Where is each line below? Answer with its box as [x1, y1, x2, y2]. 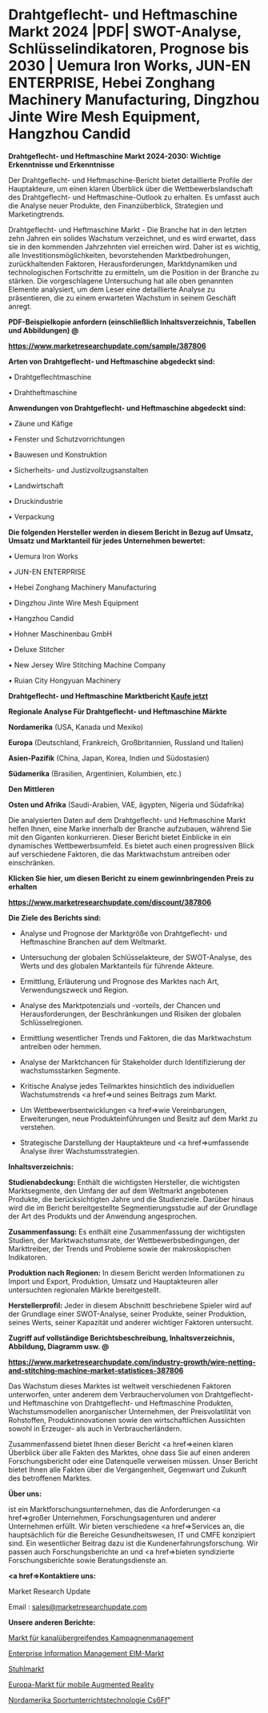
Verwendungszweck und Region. [19, 985, 130, 994]
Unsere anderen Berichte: [8, 1617, 96, 1627]
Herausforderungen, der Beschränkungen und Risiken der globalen [19, 1009, 242, 1018]
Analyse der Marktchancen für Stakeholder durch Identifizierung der [19, 1057, 246, 1066]
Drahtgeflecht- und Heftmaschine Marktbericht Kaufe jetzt [8, 691, 209, 700]
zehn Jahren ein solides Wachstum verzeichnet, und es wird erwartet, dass [8, 233, 256, 243]
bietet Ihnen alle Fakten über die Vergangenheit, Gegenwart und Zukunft [8, 1465, 247, 1474]
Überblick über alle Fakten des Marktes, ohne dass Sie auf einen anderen [8, 1448, 250, 1457]
